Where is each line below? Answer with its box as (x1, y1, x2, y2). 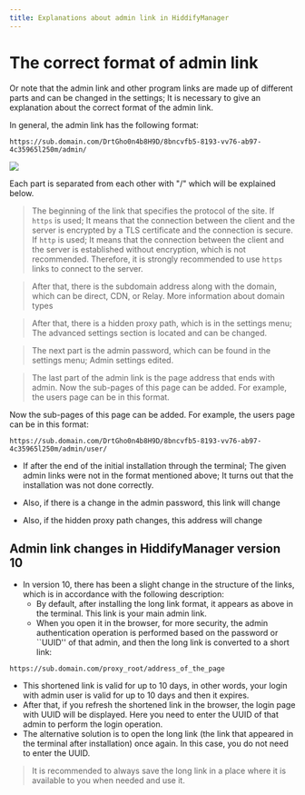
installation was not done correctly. (22, 479, 154, 491)
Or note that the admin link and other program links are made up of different (9, 83, 293, 94)
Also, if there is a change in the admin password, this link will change (22, 497, 281, 508)
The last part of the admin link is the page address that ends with (31, 372, 275, 383)
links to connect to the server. (31, 263, 143, 273)
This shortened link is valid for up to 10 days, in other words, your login (22, 681, 288, 691)
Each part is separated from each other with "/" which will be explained (9, 178, 276, 189)
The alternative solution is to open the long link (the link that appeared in (22, 729, 294, 740)
